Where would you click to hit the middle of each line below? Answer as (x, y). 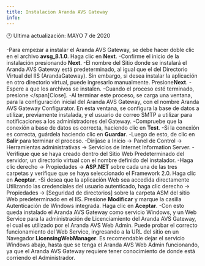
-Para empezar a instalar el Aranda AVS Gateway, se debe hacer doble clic (100, 50)
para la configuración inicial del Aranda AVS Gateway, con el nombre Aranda (103, 102)
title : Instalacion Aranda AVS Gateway (57, 12)
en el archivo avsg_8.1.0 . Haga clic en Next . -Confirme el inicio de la (93, 56)
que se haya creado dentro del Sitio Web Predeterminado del (107, 153)
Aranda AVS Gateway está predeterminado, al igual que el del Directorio (97, 69)
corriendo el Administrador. (41, 257)
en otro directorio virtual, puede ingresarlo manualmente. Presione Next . (97, 82)
